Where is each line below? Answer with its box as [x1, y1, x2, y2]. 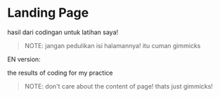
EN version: [7, 54, 41, 64]
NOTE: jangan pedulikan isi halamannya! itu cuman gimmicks [24, 41, 201, 50]
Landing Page [7, 5, 89, 21]
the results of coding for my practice [7, 68, 113, 77]
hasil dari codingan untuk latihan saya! [7, 28, 119, 36]
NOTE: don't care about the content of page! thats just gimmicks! [24, 82, 213, 90]
